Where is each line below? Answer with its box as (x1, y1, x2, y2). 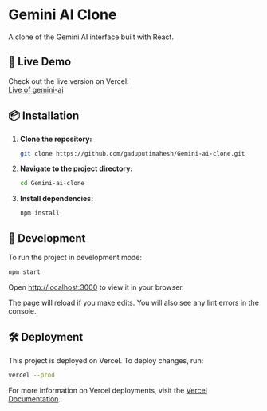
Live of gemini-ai (8, 85, 64, 94)
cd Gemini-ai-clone (19, 180, 85, 188)
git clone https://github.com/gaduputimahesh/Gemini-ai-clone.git (19, 149, 245, 157)
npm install (19, 209, 60, 217)
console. (8, 306, 37, 316)
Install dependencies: (19, 194, 94, 204)
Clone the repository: (19, 134, 92, 144)
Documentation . (8, 393, 61, 404)
